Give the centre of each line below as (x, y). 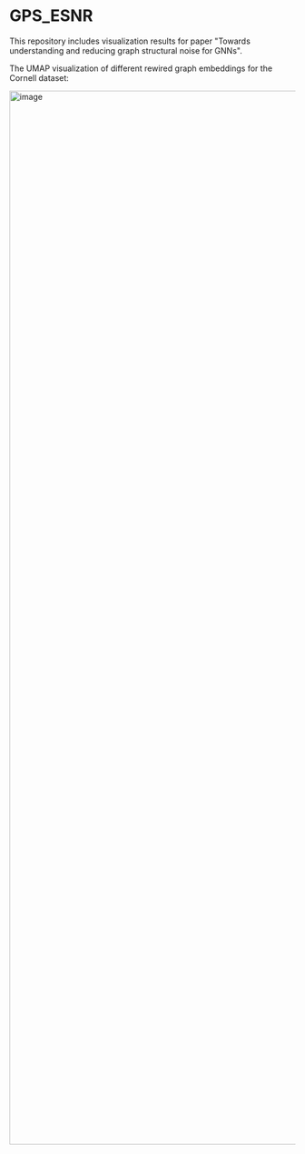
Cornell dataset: (39, 77)
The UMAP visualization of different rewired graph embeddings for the (141, 68)
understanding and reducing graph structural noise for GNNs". (126, 50)
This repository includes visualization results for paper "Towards (130, 41)
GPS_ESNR (51, 16)
